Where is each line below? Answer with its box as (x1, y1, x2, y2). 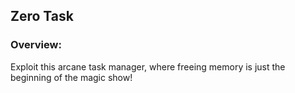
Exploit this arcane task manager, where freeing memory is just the (10, 60, 286, 73)
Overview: (10, 38, 62, 52)
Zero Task (10, 8, 74, 25)
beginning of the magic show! (10, 71, 133, 83)
